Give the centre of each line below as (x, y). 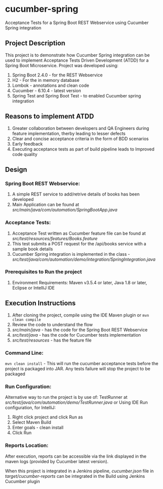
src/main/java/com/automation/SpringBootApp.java (65, 210)
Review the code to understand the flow (52, 324)
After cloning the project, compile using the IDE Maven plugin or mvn (81, 315)
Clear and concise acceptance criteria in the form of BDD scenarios (80, 139)
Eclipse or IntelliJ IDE (33, 288)
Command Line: (24, 353)
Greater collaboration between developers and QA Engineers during (81, 128)
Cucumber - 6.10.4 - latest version (47, 90)
